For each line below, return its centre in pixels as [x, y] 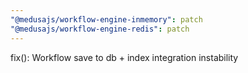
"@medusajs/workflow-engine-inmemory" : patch [106, 19]
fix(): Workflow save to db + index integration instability [124, 57]
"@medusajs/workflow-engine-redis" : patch [100, 29]
